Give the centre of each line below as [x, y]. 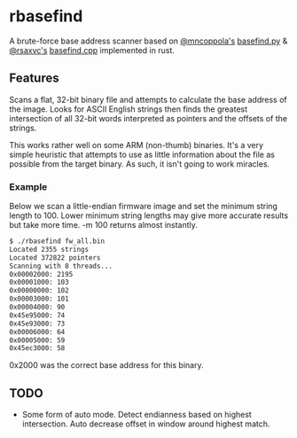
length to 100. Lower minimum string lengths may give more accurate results [149, 215]
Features [34, 78]
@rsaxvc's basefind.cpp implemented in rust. [92, 50]
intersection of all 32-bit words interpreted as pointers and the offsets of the [148, 118]
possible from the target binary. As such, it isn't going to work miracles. [140, 164]
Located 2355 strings [49, 249]
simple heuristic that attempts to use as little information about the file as [142, 154]
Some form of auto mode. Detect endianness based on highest [137, 415]
